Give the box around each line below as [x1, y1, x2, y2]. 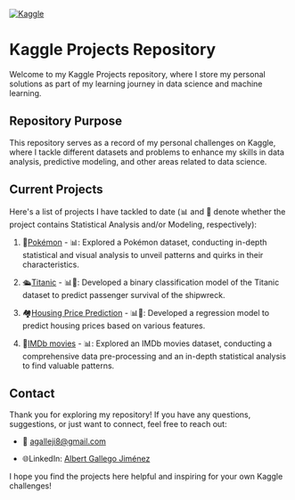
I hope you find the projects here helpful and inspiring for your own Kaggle [9, 472, 283, 482]
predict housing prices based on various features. [21, 320, 206, 331]
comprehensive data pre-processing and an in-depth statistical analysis [21, 351, 287, 361]
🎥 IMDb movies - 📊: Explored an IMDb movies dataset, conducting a [21, 338, 273, 349]
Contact [9, 385, 55, 400]
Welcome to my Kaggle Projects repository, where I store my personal [9, 69, 266, 79]
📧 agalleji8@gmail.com [21, 436, 107, 447]
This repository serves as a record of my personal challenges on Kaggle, [9, 137, 276, 148]
